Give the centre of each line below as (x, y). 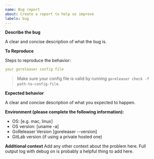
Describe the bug (23, 32)
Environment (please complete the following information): (65, 112)
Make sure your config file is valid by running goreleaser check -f (83, 79)
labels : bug (17, 18)
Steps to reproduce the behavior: (38, 61)
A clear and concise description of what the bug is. (56, 42)
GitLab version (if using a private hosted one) (57, 137)
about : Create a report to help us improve (50, 14)
